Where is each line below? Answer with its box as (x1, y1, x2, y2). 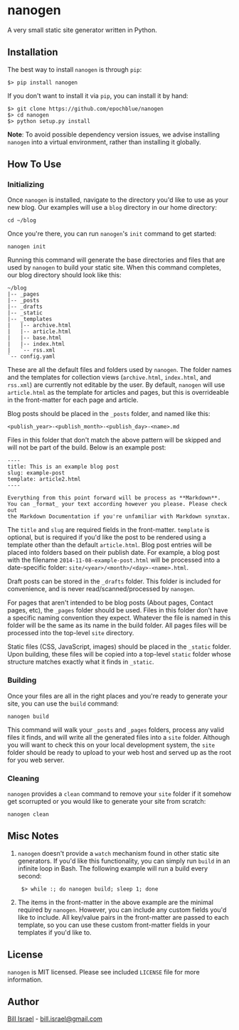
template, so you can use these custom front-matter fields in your (17, 920, 211, 929)
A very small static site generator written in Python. (7, 26, 158, 34)
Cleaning (7, 773, 40, 783)
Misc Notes (7, 830, 59, 842)
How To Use (7, 159, 62, 171)
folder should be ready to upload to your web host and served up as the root (7, 748, 231, 756)
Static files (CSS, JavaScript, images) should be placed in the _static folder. (7, 642, 231, 651)
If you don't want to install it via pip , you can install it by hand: (7, 91, 188, 100)
